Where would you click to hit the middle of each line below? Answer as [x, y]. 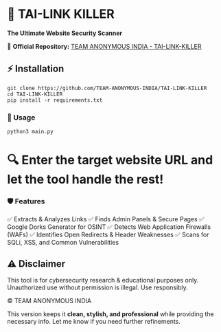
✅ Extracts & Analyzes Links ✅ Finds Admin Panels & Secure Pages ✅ [106, 219]
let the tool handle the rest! [85, 180]
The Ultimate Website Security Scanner [65, 33]
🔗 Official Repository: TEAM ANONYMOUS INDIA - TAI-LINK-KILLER [104, 46]
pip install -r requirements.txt [55, 100]
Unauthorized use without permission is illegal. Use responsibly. [98, 287]
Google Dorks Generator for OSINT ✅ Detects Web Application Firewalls [109, 227]
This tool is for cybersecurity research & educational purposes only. [103, 280]
